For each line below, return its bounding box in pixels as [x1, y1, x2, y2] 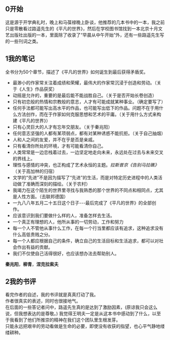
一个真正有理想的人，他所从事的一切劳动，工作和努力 [12, 219, 124, 225]
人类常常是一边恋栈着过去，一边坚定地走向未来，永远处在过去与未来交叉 [12, 149, 163, 155]
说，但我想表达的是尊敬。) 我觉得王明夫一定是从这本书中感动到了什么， [5, 311, 153, 317]
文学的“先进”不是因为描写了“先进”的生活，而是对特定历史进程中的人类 [12, 174, 158, 181]
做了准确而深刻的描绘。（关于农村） [17, 181, 91, 187]
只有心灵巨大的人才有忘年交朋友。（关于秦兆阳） [12, 123, 113, 130]
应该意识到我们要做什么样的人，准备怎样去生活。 [12, 212, 115, 219]
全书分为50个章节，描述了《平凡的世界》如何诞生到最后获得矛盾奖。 [5, 69, 148, 75]
